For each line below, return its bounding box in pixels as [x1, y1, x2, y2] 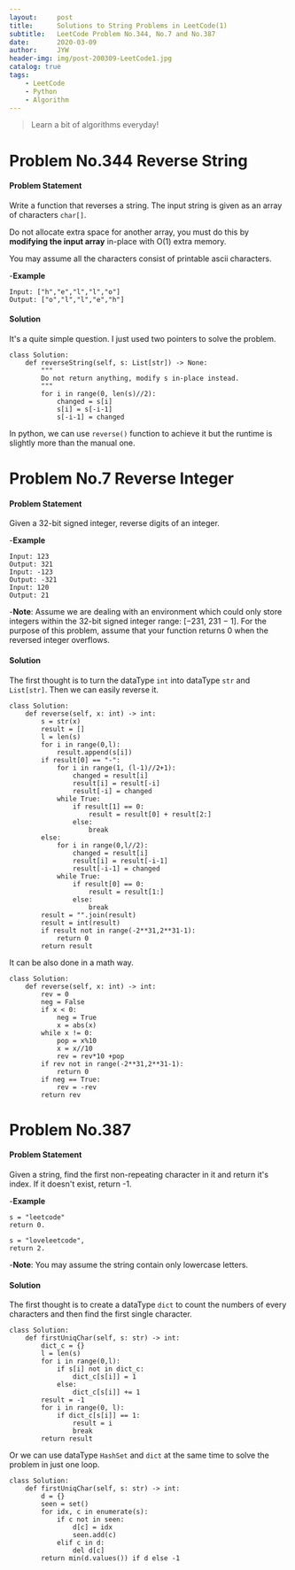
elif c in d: [56, 1538, 105, 1548]
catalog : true [9, 63, 62, 72]
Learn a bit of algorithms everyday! [30, 120, 159, 130]
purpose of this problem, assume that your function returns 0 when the [9, 625, 268, 636]
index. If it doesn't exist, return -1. [9, 1179, 132, 1189]
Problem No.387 [9, 1119, 131, 1140]
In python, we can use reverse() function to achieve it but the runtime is [9, 428, 273, 438]
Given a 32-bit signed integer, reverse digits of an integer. [9, 518, 220, 529]
